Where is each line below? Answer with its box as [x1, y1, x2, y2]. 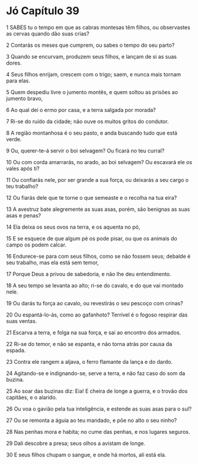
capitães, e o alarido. [6, 393, 57, 401]
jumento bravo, [6, 95, 43, 102]
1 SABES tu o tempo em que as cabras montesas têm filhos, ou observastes [6, 24, 190, 31]
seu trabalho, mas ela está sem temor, [6, 259, 99, 266]
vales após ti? [6, 165, 40, 172]
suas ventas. [6, 317, 37, 324]
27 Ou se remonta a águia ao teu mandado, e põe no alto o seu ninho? [6, 417, 177, 424]
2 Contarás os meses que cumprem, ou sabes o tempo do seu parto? [6, 41, 175, 49]
